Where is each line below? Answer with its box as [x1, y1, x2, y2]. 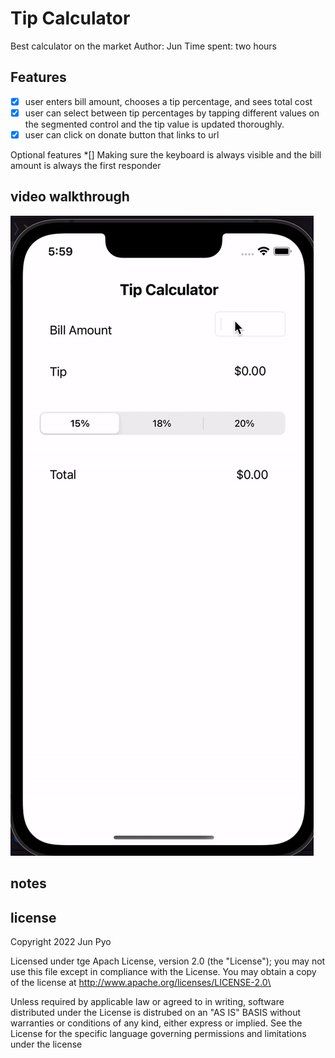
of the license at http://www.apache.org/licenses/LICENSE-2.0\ [10, 976, 272, 988]
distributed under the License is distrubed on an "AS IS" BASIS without [10, 1006, 302, 1018]
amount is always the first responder [10, 159, 162, 171]
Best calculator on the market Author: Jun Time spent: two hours [10, 40, 277, 52]
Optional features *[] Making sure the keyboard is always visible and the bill [10, 148, 322, 161]
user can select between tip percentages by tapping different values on [24, 107, 320, 119]
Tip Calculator [10, 7, 131, 30]
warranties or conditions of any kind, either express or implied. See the [10, 1017, 303, 1029]
